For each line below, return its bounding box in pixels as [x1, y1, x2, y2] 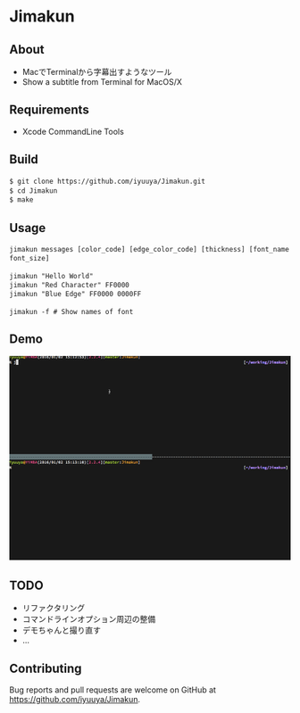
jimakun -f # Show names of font [9, 308, 134, 317]
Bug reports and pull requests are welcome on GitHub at [9, 684, 217, 695]
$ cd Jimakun [9, 186, 58, 195]
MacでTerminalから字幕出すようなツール [21, 67, 172, 77]
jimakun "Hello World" [9, 272, 94, 281]
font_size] [9, 254, 50, 263]
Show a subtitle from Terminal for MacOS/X [21, 77, 183, 87]
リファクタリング [21, 602, 86, 613]
